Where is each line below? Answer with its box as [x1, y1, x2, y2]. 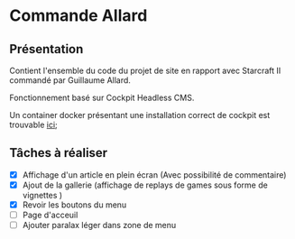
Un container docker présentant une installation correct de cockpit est [9, 110, 271, 120]
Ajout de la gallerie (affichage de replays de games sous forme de [22, 179, 268, 190]
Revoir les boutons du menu [22, 199, 127, 210]
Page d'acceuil [22, 209, 78, 220]
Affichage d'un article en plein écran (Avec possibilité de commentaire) [22, 169, 287, 180]
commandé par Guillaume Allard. [9, 75, 131, 86]
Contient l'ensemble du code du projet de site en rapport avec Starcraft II [9, 65, 281, 76]
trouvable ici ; [9, 119, 59, 130]
